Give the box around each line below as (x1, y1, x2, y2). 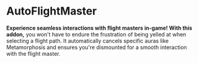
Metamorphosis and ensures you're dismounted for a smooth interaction (6, 44, 187, 51)
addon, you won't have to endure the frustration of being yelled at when (6, 30, 186, 38)
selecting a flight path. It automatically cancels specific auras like (6, 37, 169, 44)
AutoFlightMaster (6, 4, 97, 18)
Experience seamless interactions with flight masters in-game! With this (6, 24, 193, 31)
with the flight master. (6, 50, 61, 57)
